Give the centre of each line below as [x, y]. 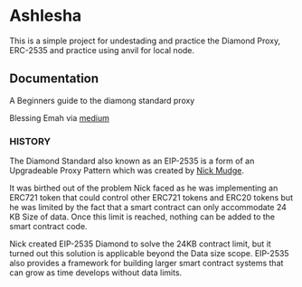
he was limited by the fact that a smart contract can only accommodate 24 [148, 208]
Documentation [54, 79]
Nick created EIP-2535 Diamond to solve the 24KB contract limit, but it [140, 244]
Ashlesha [46, 16]
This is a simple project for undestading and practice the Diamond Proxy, [145, 41]
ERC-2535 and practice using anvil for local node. [102, 50]
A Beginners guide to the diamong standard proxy [102, 100]
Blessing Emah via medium [60, 117]
